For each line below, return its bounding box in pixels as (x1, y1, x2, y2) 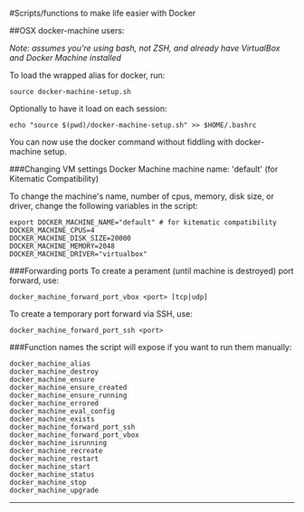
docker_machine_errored (9, 399, 100, 408)
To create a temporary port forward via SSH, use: (9, 308, 193, 319)
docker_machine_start (9, 462, 91, 471)
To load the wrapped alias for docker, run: (9, 70, 166, 81)
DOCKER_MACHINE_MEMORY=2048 (9, 242, 116, 251)
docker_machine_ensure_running (9, 391, 128, 400)
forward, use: (9, 275, 60, 286)
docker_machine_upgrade (9, 486, 100, 495)
